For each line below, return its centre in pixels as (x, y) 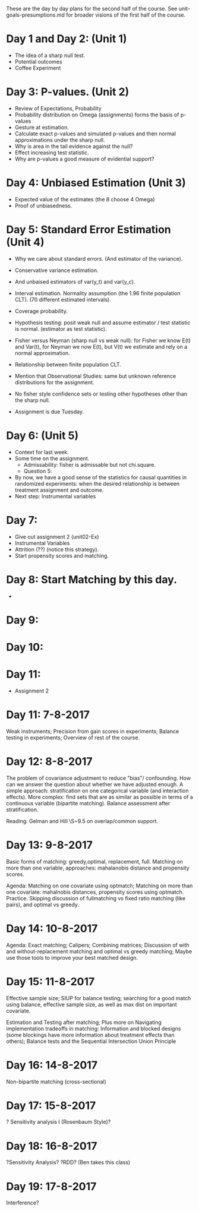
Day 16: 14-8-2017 (52, 1065)
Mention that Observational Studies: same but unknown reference (95, 376)
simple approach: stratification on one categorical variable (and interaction (97, 791)
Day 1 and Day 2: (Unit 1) (67, 39)
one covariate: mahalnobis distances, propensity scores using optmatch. (95, 892)
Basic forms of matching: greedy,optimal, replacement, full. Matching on (94, 861)
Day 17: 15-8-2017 (51, 1106)
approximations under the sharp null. (60, 140)
